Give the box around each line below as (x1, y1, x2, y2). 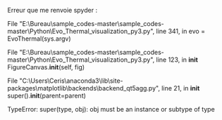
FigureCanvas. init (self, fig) (7, 63, 85, 71)
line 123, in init (156, 55, 199, 64)
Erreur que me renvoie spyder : (7, 6, 97, 14)
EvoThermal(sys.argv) (7, 34, 72, 43)
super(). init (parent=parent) (7, 91, 87, 100)
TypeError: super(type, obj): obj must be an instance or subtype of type (7, 105, 215, 113)
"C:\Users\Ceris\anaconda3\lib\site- (19, 76, 123, 85)
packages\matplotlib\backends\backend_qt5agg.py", (7, 84, 161, 92)
